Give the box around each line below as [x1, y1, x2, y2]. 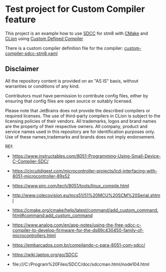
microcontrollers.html [12, 232, 56, 238]
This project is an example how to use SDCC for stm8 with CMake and [5, 30, 148, 36]
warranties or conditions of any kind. [5, 83, 80, 89]
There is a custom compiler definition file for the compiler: [5, 45, 124, 51]
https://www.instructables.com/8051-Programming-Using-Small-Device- [12, 153, 161, 159]
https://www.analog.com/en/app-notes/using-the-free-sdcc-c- [12, 222, 142, 228]
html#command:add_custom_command [12, 212, 93, 218]
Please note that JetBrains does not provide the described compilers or [5, 107, 151, 113]
